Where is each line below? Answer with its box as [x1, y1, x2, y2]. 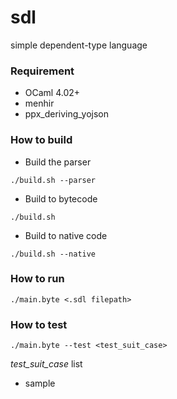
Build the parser [24, 156, 92, 168]
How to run [10, 272, 65, 286]
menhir [24, 97, 55, 110]
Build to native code [24, 229, 108, 241]
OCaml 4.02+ [24, 87, 81, 99]
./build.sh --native [10, 249, 97, 259]
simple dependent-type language [10, 39, 148, 51]
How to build [10, 133, 73, 147]
